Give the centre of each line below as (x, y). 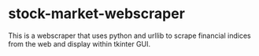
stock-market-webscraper (96, 14)
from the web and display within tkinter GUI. (80, 43)
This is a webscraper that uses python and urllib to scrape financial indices (129, 35)
